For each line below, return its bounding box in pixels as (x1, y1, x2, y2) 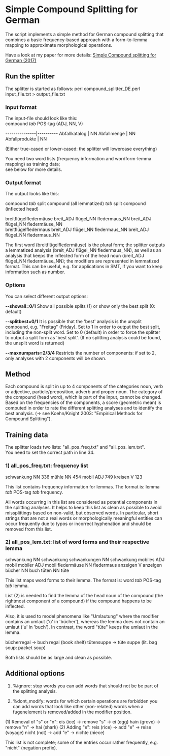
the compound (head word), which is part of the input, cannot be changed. (5, 394, 162, 400)
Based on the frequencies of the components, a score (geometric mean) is (5, 399, 161, 405)
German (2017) (5, 57, 37, 63)
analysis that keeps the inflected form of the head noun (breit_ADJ (5, 253, 145, 259)
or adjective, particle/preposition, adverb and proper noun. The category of (5, 389, 163, 395)
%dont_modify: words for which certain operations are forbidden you (12, 698, 158, 704)
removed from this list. (5, 526, 52, 532)
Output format (5, 179, 42, 186)
